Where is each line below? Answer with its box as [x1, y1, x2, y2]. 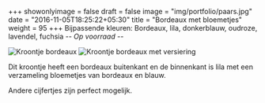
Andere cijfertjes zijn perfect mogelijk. [8, 86, 133, 95]
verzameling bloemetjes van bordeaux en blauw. [8, 71, 166, 79]
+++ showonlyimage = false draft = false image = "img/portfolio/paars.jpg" [8, 7, 253, 16]
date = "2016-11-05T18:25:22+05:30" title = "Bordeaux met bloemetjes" [8, 15, 243, 24]
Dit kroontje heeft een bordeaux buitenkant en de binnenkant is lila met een [8, 62, 253, 72]
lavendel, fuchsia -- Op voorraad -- [8, 31, 124, 41]
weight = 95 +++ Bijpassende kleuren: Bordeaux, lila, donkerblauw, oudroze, [8, 24, 258, 32]
